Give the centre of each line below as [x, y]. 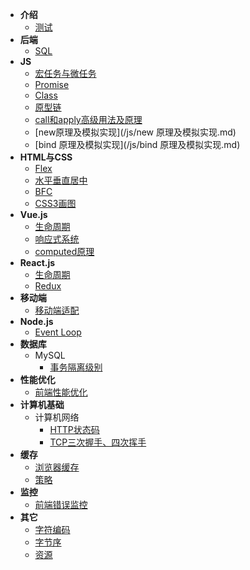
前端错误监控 [61, 504]
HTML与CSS [46, 157]
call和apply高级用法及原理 [88, 119]
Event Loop [58, 332]
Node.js [36, 321]
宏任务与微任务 [65, 73]
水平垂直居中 [61, 180]
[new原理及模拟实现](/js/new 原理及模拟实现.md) [135, 132]
